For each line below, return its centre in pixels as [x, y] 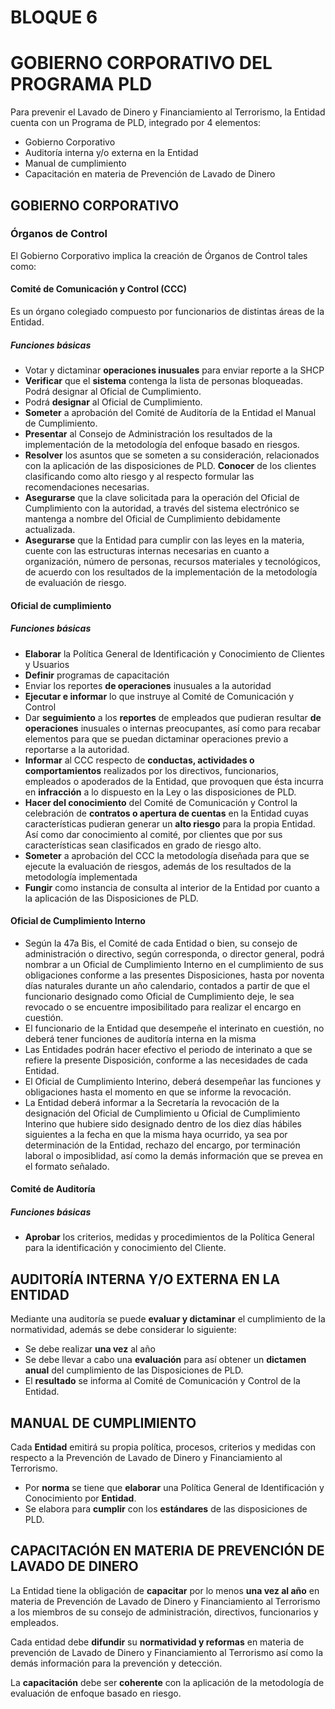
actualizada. [50, 529]
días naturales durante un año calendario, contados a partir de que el [167, 985]
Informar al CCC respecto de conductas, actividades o [139, 760]
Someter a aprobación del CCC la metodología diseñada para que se [167, 855]
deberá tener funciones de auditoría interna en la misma [140, 1038]
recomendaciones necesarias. [87, 487]
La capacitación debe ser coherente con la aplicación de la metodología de [167, 1682]
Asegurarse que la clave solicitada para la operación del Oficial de [162, 497]
